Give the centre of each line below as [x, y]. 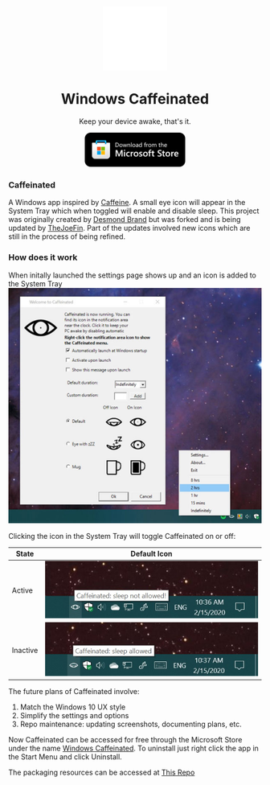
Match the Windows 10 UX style [73, 707]
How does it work [43, 257]
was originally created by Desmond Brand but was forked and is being [125, 220]
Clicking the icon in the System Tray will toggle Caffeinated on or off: [122, 536]
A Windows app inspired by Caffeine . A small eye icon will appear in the [127, 203]
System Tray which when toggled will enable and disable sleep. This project [134, 211]
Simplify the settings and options [74, 715]
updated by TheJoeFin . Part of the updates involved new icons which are [129, 228]
